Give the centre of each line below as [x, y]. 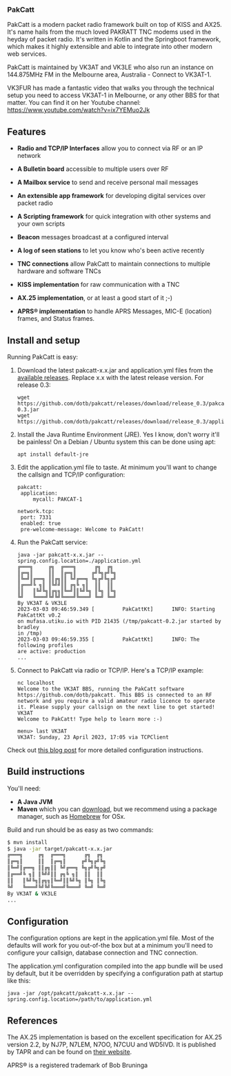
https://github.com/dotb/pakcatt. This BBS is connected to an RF [114, 695]
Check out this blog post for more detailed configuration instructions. [105, 750]
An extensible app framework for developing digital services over [111, 196]
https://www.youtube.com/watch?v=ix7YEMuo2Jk [79, 110]
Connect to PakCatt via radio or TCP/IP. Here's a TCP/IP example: [110, 670]
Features [27, 131]
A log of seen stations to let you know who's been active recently [111, 250]
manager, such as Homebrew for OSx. [71, 816]
